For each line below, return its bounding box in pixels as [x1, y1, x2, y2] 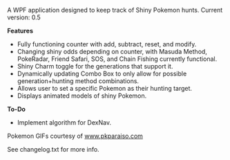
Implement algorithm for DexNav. [17, 118, 112, 127]
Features [7, 27, 33, 35]
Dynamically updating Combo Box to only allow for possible [17, 69, 187, 78]
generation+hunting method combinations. [17, 77, 140, 85]
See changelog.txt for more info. [7, 145, 99, 153]
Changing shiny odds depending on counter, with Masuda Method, [17, 48, 207, 55]
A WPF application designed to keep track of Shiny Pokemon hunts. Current [7, 6, 223, 14]
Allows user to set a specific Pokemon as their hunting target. [17, 85, 192, 92]
